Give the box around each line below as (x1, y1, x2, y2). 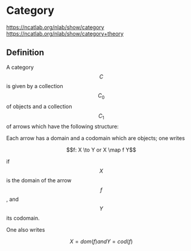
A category (6, 63, 34, 71)
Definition (6, 48, 44, 58)
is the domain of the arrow (6, 177, 72, 184)
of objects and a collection (6, 103, 72, 110)
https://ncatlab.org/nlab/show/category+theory (6, 30, 124, 37)
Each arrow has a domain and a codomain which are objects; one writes (6, 135, 185, 142)
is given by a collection (6, 82, 63, 89)
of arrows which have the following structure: (6, 123, 119, 130)
